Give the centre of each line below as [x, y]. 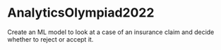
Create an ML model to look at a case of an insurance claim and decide [111, 32]
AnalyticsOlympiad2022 [81, 13]
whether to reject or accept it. [50, 39]
